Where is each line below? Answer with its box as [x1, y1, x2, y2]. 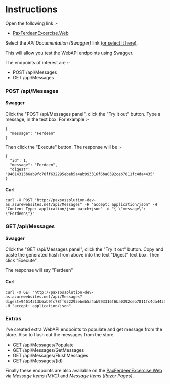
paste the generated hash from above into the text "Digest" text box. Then [5, 252, 160, 258]
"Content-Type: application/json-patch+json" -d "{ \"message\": [5, 206, 146, 212]
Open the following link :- [5, 20, 58, 26]
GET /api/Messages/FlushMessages [12, 352, 89, 358]
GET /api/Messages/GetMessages [12, 347, 84, 353]
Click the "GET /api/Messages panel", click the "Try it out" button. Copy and [5, 246, 164, 252]
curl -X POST [5, 198, 33, 203]
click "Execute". [5, 257, 38, 264]
